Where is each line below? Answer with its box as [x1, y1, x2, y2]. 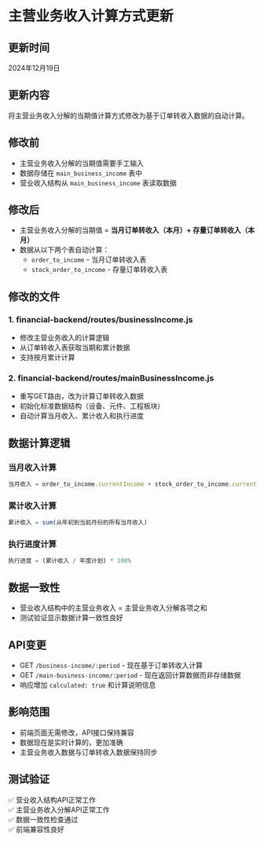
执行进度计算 [8, 539, 57, 550]
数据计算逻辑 [8, 436, 71, 450]
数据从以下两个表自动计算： [19, 245, 110, 255]
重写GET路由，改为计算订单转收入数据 [19, 391, 144, 401]
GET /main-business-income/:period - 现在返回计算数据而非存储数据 [19, 670, 241, 680]
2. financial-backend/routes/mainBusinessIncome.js [8, 373, 214, 384]
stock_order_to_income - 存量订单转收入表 [31, 265, 168, 274]
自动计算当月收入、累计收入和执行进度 [19, 411, 144, 420]
